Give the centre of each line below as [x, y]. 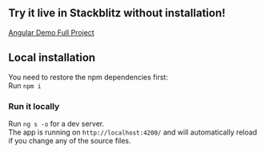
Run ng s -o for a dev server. [56, 123]
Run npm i [25, 85]
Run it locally [34, 106]
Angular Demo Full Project [51, 32]
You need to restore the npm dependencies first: [88, 77]
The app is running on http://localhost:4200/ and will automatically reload [133, 132]
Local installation [52, 58]
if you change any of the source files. [70, 140]
